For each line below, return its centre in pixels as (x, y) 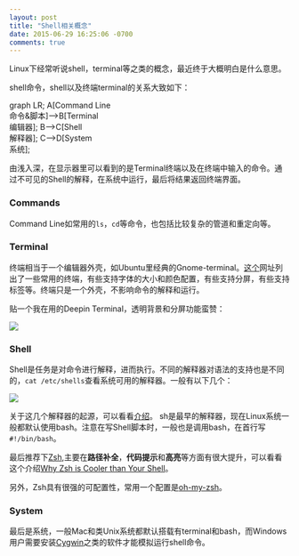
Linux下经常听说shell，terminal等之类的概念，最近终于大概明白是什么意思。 (148, 68)
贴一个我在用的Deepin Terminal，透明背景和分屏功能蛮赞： (117, 309)
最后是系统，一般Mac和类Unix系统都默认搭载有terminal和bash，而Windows (148, 531)
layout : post (33, 17)
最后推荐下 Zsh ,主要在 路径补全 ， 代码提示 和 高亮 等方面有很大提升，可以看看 (146, 457)
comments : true (37, 42)
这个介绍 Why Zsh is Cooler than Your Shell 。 (91, 469)
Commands (35, 203)
